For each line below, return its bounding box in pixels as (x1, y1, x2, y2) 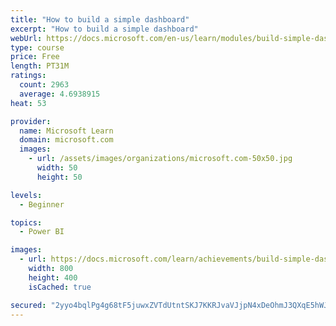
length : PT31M (10, 61, 70, 71)
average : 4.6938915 (19, 89, 101, 99)
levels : (10, 190, 43, 200)
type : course (10, 42, 65, 53)
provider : (10, 116, 52, 126)
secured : (10, 300, 47, 310)
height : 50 (36, 172, 83, 182)
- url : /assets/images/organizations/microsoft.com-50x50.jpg (28, 154, 293, 164)
